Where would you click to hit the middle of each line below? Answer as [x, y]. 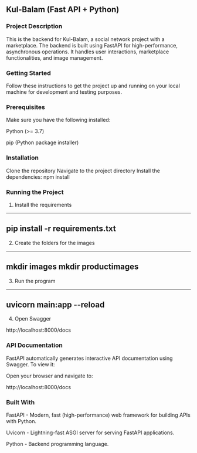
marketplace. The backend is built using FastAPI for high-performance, [92, 45]
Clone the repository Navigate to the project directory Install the [83, 171]
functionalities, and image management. [55, 57]
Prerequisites [26, 107]
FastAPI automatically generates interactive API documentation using [89, 358]
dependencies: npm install [38, 177]
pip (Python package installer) [43, 142]
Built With [21, 402]
